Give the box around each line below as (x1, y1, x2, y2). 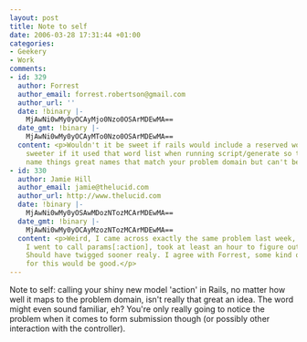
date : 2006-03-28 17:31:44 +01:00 (9, 30, 142, 39)
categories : (9, 38, 55, 48)
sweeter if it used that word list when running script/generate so (26, 149, 292, 158)
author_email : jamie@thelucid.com (17, 183, 149, 192)
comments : (9, 65, 48, 74)
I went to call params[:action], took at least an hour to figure (26, 243, 284, 252)
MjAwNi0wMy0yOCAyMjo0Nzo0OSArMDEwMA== (26, 115, 174, 124)
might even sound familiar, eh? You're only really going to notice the (9, 304, 265, 315)
